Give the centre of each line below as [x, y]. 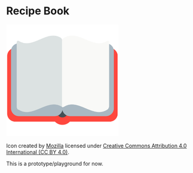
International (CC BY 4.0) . [38, 152]
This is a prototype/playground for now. [55, 163]
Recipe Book [38, 11]
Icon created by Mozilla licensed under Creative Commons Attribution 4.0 [96, 146]
